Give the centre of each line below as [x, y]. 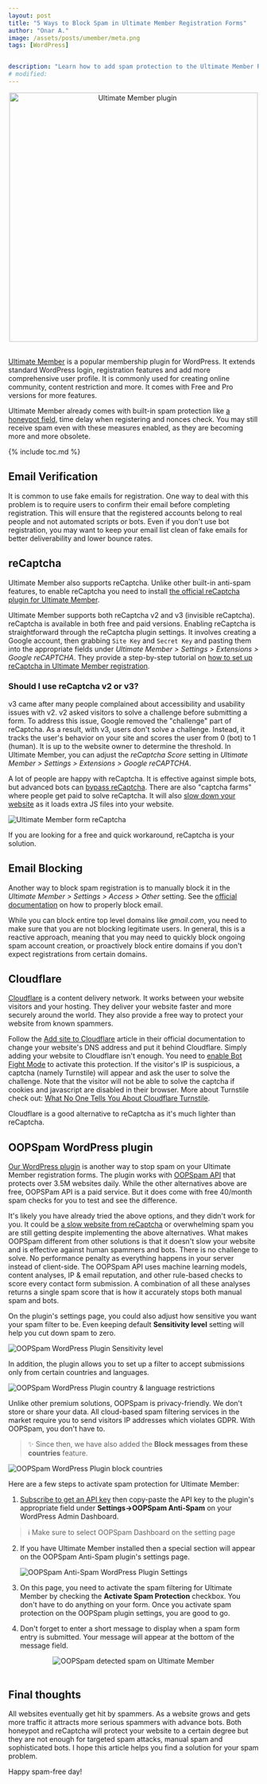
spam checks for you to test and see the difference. [93, 1200]
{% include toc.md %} [44, 451]
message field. [44, 1646]
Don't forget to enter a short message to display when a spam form [130, 1628]
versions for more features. [53, 395]
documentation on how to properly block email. [85, 904]
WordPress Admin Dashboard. [69, 1517]
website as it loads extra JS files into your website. [91, 804]
